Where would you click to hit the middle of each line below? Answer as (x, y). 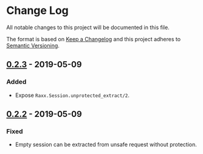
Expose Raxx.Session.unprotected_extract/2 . (72, 95)
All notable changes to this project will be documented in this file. (88, 27)
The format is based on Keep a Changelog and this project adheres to (94, 39)
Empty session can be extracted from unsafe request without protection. (106, 145)
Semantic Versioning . (33, 45)
